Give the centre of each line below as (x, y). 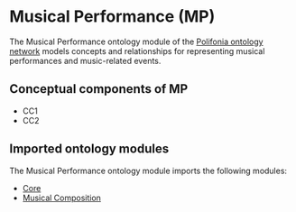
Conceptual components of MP (99, 89)
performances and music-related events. (85, 60)
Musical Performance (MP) (112, 17)
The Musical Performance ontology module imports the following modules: (148, 171)
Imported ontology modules (89, 149)
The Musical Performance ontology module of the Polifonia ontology (136, 41)
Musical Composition (62, 198)
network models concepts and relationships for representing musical (137, 51)
